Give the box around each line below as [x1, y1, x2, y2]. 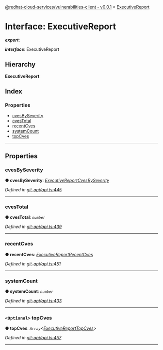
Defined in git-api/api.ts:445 [5, 187, 62, 193]
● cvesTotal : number [5, 214, 46, 220]
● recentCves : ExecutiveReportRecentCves [5, 251, 93, 257]
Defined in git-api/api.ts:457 [5, 335, 62, 341]
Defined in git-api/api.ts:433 [5, 298, 62, 304]
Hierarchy [5, 61, 36, 69]
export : [5, 37, 20, 43]
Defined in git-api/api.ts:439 [5, 224, 62, 229]
